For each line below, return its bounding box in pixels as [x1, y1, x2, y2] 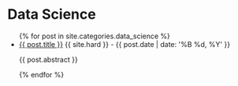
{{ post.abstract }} [18, 55, 78, 64]
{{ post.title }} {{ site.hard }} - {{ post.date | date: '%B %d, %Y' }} [18, 39, 230, 48]
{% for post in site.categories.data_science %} [18, 31, 171, 41]
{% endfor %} [18, 70, 65, 79]
